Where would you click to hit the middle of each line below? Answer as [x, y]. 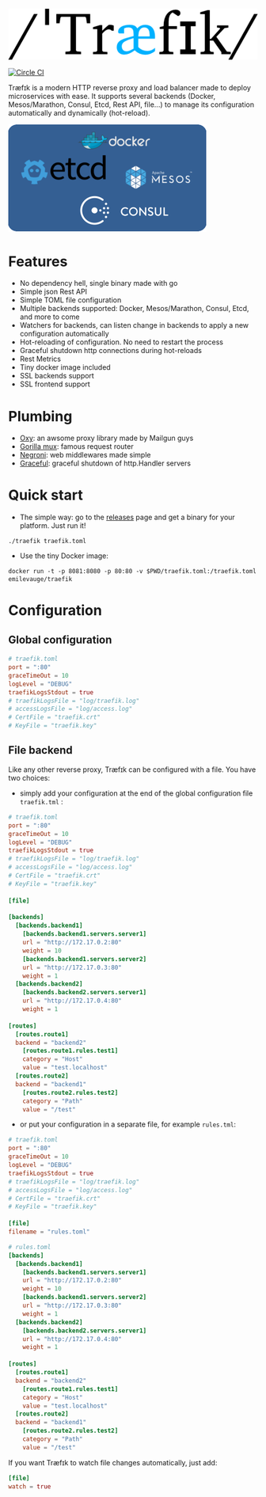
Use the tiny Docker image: [64, 556]
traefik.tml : [41, 801]
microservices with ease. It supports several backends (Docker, [112, 97]
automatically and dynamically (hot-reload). [79, 113]
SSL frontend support [55, 384]
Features [38, 261]
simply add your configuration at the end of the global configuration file [136, 793]
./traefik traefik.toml [47, 541]
